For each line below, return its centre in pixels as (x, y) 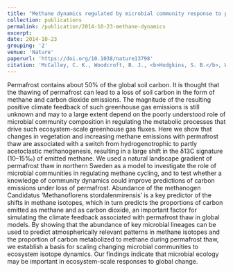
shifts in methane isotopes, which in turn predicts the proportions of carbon (115, 202)
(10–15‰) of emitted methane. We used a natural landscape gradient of (110, 158)
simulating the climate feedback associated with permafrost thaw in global (113, 217)
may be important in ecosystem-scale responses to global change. (103, 261)
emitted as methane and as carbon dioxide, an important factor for (102, 210)
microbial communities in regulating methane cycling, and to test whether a (114, 173)
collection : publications (44, 20)
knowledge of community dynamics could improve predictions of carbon (111, 180)
